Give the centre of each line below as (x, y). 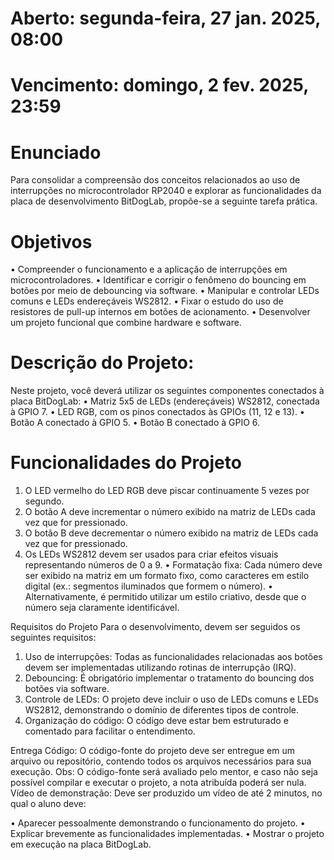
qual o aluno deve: (48, 804)
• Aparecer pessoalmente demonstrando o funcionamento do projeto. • (158, 823)
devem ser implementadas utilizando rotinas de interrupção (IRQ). (160, 668)
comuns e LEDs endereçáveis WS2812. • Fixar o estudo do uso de (147, 301)
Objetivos (51, 241)
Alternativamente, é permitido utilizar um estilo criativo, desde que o (165, 597)
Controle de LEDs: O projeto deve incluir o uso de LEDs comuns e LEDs (171, 699)
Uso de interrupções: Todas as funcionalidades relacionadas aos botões (173, 657)
